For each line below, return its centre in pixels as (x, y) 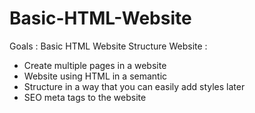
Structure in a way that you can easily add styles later (134, 86)
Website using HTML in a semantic (95, 76)
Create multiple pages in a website (95, 65)
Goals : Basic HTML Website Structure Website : (108, 46)
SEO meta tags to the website (85, 97)
